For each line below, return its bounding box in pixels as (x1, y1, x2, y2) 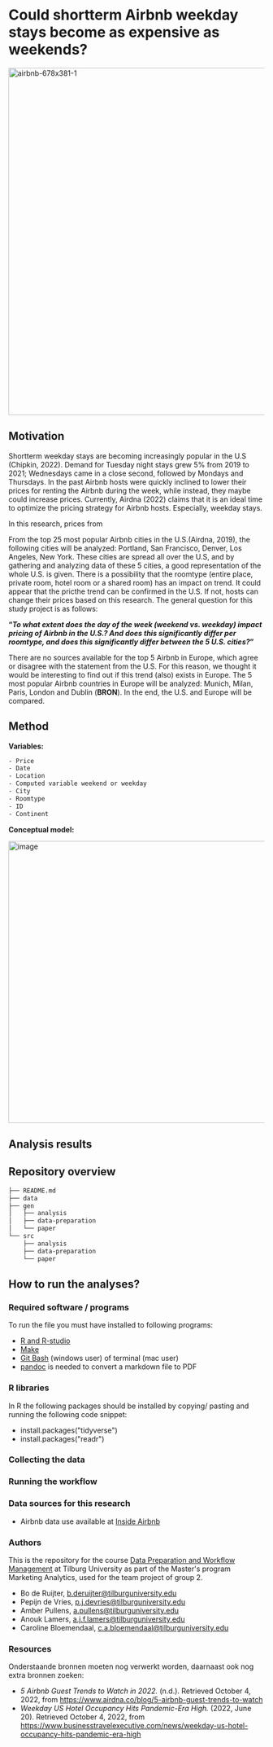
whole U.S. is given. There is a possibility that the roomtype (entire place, (8, 568, 253, 579)
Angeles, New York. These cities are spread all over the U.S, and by (8, 551, 235, 561)
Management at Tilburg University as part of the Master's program (8, 1564, 232, 1574)
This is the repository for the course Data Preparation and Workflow (8, 1555, 236, 1565)
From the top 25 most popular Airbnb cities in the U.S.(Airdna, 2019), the (8, 534, 250, 544)
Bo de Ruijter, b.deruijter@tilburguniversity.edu (19, 1588, 177, 1598)
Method (8, 719, 50, 734)
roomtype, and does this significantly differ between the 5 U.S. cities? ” (8, 637, 254, 647)
